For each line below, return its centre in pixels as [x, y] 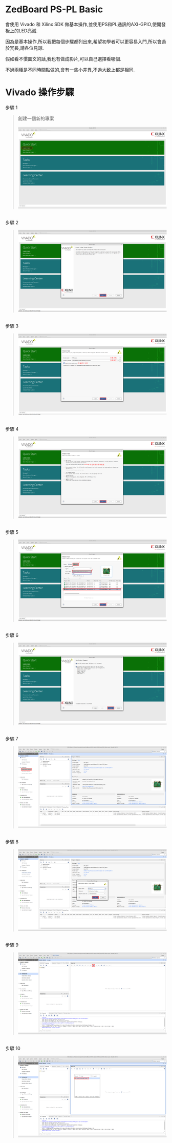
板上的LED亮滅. [21, 30]
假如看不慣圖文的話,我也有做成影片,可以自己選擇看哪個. [63, 59]
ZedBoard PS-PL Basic [54, 9]
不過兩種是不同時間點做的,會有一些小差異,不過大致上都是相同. [70, 70]
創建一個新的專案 [36, 118]
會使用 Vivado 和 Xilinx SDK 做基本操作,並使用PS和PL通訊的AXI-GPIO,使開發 [85, 24]
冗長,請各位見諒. [27, 48]
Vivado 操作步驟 [40, 92]
